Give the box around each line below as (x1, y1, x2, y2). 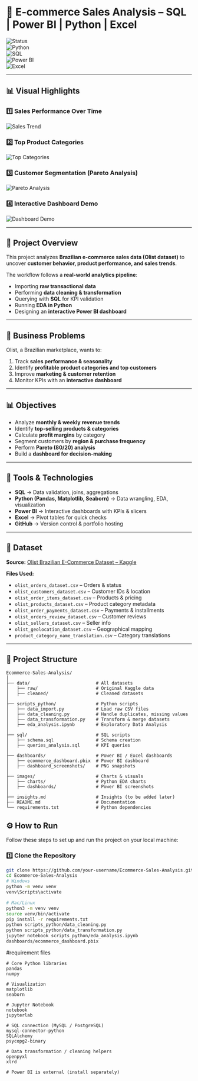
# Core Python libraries (6, 960, 67, 966)
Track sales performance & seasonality (14, 358, 113, 365)
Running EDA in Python (14, 302, 72, 309)
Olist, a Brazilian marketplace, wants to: (6, 346, 102, 354)
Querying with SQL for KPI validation (14, 295, 104, 302)
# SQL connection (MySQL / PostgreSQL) (6, 1022, 104, 1028)
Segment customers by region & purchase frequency (14, 437, 146, 444)
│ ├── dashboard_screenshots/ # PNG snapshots (6, 763, 136, 769)
